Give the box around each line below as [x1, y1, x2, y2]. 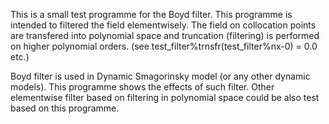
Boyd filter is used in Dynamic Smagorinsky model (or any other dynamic [10, 70, 311, 82]
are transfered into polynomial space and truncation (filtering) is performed [10, 30, 320, 41]
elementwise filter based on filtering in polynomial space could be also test [10, 92, 320, 103]
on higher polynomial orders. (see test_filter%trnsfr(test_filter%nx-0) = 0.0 [10, 40, 318, 52]
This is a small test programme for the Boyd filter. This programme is [10, 9, 293, 20]
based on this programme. [10, 102, 120, 114]
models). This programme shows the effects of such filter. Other [10, 81, 275, 93]
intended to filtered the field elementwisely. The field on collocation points [10, 19, 317, 31]
